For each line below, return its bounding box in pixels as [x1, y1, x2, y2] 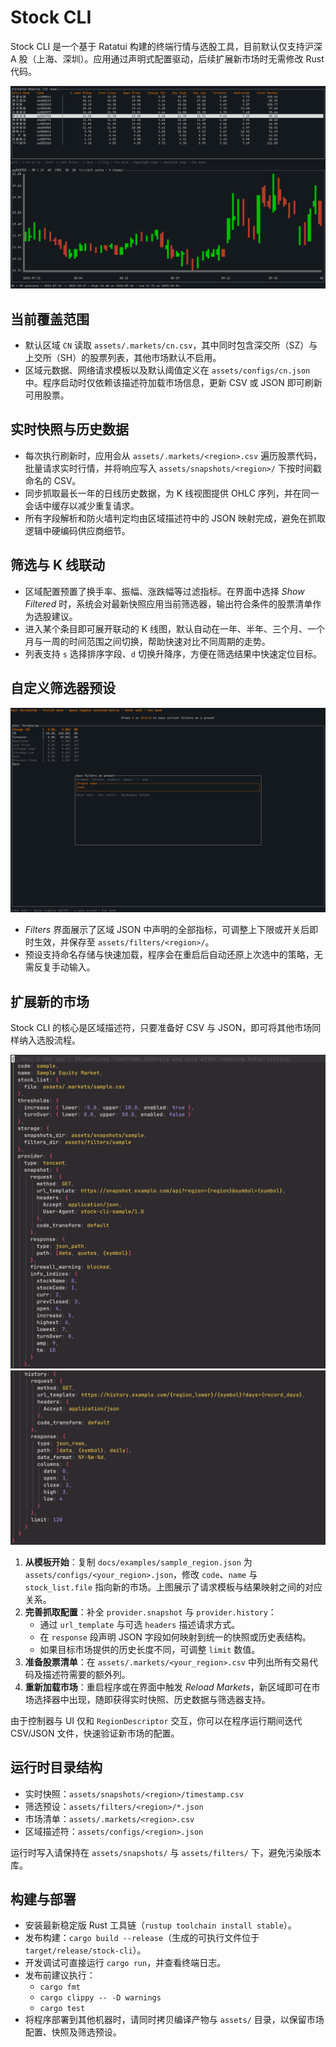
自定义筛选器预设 [10, 680, 116, 697]
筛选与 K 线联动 [10, 557, 106, 574]
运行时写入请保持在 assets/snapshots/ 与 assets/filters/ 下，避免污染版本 [10, 1846, 322, 1858]
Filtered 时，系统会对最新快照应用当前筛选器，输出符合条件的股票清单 [24, 597, 313, 610]
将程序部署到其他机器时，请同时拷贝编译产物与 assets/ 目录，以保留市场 [24, 2014, 325, 2026]
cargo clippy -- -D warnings [39, 1993, 162, 2003]
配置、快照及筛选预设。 [24, 2026, 122, 2038]
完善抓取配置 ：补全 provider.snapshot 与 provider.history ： [24, 1606, 277, 1618]
